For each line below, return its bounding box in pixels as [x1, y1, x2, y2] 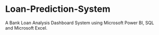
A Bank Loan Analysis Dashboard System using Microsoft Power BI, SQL [5, 20, 154, 26]
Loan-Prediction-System [5, 3, 110, 15]
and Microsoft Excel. [5, 25, 47, 31]
